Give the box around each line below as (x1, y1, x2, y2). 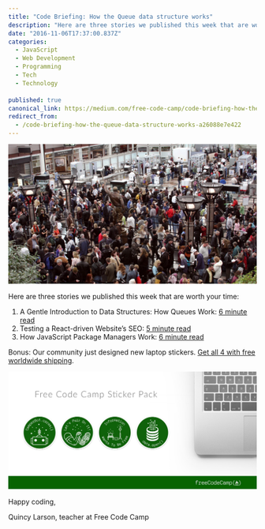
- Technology (15, 79, 58, 87)
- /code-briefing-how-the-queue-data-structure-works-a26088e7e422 (15, 121, 242, 129)
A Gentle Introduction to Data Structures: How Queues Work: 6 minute (19, 307, 248, 316)
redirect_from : (8, 113, 58, 121)
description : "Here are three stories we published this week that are (8, 21, 248, 29)
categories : (8, 38, 47, 46)
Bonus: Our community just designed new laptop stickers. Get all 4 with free (8, 347, 256, 357)
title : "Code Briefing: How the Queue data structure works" (8, 13, 214, 21)
